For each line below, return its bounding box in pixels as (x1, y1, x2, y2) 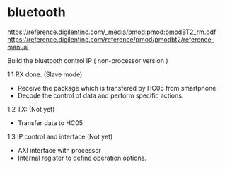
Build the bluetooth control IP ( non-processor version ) (7, 56, 168, 64)
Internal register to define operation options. (17, 153, 147, 162)
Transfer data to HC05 (17, 118, 83, 127)
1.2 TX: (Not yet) (7, 105, 55, 113)
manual (7, 42, 29, 51)
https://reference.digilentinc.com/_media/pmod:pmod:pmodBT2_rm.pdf (7, 28, 217, 36)
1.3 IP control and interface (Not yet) (7, 132, 113, 141)
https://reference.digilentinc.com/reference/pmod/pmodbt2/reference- (7, 35, 214, 43)
